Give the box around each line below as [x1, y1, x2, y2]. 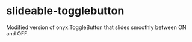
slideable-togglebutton [6, 4, 125, 18]
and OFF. [6, 30, 29, 37]
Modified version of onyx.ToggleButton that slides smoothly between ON [6, 24, 187, 31]
